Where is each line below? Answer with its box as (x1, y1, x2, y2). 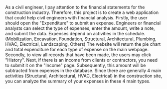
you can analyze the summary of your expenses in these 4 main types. (5, 78, 151, 84)
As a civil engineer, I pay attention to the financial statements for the (5, 4, 145, 10)
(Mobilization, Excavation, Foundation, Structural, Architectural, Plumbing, (5, 36, 157, 42)
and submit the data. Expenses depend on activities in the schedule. (5, 31, 146, 36)
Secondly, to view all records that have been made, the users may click (5, 52, 151, 58)
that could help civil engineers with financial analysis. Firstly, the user (5, 15, 148, 20)
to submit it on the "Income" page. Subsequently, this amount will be (5, 62, 146, 68)
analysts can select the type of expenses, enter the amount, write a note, (5, 25, 156, 31)
